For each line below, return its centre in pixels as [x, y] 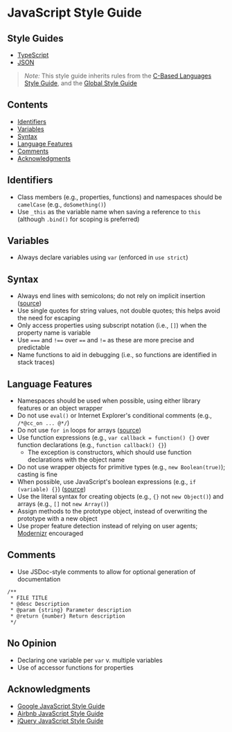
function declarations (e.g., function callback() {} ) [92, 445]
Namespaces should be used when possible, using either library [109, 401]
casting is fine [37, 474]
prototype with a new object [57, 518]
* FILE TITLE [29, 598]
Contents [28, 105]
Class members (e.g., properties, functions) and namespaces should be [119, 197]
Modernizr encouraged [50, 533]
